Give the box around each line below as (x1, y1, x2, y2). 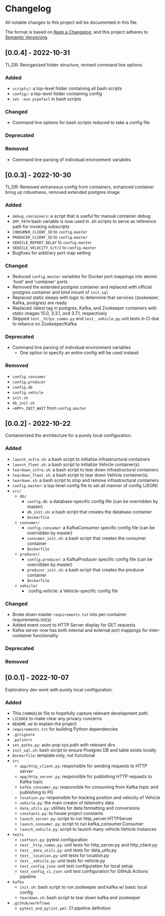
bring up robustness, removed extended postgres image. (5, 189, 121, 195)
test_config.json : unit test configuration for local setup (19, 863, 133, 869)
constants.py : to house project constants (19, 810, 104, 816)
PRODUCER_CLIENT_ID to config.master (12, 234, 88, 240)
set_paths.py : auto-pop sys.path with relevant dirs (12, 742, 115, 747)
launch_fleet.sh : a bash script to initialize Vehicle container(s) (12, 461, 140, 467)
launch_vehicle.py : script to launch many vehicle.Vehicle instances (19, 826, 157, 832)
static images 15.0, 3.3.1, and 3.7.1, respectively (12, 310, 107, 316)
